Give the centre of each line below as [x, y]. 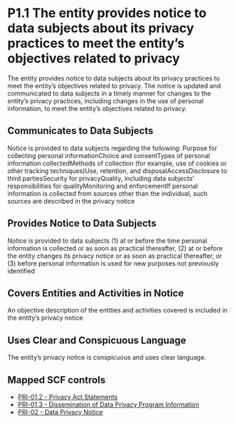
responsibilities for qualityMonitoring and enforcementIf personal [103, 186]
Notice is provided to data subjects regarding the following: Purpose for [112, 148]
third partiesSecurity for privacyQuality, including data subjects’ [101, 178]
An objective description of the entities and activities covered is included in [117, 310]
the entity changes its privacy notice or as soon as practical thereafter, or [115, 256]
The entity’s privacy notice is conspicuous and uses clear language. [107, 357]
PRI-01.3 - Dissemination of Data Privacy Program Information [108, 404]
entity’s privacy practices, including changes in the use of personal [106, 100]
